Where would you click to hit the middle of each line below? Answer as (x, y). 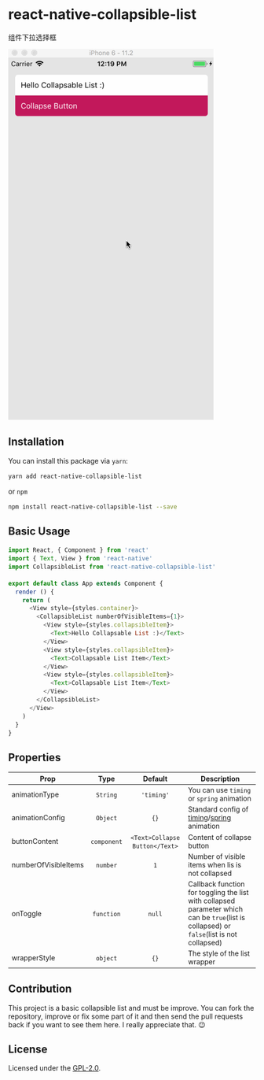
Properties (35, 757)
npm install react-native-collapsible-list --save (93, 507)
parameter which (216, 909)
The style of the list (219, 953)
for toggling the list (218, 892)
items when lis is (215, 864)
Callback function (216, 884)
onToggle (26, 913)
